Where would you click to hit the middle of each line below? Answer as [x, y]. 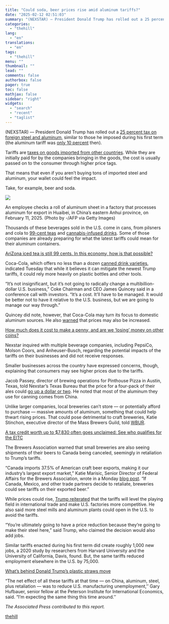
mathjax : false [21, 94]
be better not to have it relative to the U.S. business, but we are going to [80, 300]
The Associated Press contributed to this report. [55, 606]
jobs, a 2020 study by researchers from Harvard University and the [75, 550]
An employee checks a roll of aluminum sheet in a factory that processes [81, 207]
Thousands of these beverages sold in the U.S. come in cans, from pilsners [83, 228]
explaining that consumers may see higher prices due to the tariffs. [75, 371]
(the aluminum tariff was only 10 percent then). [54, 143]
